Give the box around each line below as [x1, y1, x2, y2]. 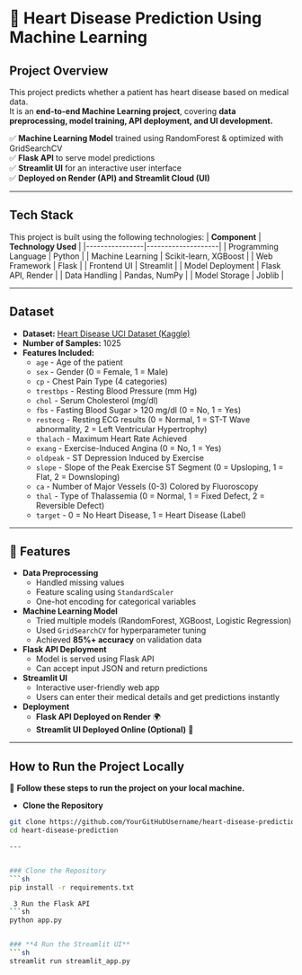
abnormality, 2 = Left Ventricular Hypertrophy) [35, 423, 208, 434]
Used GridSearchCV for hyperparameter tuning [35, 625, 207, 636]
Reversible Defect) [35, 500, 105, 510]
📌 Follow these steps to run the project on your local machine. [9, 783, 245, 793]
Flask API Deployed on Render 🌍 [35, 712, 162, 722]
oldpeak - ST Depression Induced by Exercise [35, 452, 205, 463]
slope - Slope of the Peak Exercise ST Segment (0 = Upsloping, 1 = [35, 462, 284, 473]
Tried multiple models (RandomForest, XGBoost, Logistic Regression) [35, 616, 292, 626]
